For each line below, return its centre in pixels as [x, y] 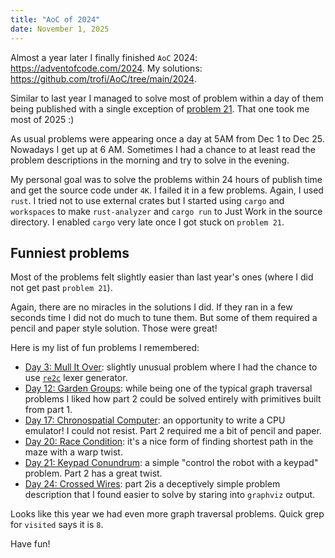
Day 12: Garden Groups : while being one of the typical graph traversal [168, 388]
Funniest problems [70, 252]
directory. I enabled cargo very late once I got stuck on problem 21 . [147, 222]
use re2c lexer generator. [76, 378]
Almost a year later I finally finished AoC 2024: [104, 57]
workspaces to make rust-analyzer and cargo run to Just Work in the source [166, 211]
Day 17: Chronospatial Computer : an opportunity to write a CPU [155, 420]
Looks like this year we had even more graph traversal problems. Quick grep [167, 514]
